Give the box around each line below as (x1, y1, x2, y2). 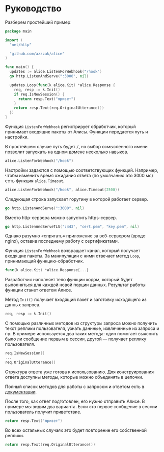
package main (5, 29, 32, 33)
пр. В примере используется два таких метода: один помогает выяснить (5, 331, 159, 337)
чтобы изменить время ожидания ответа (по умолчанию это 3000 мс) (5, 172, 153, 178)
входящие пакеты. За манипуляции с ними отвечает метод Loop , (5, 253, 140, 259)
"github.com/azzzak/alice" (9, 51, 65, 56)
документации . (5, 388, 37, 394)
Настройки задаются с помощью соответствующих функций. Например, (5, 167, 159, 173)
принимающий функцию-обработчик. (5, 258, 84, 264)
